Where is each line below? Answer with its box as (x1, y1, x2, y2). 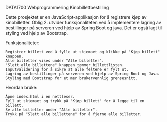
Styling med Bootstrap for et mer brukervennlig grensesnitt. (5, 76, 138, 81)
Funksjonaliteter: (5, 40, 40, 46)
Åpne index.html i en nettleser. (5, 94, 75, 99)
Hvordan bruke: (5, 85, 38, 90)
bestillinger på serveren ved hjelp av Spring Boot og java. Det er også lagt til (5, 25, 162, 31)
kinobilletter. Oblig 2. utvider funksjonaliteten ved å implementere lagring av (5, 20, 161, 25)
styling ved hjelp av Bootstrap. (5, 30, 68, 36)
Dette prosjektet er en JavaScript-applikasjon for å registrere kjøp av (5, 14, 147, 20)
